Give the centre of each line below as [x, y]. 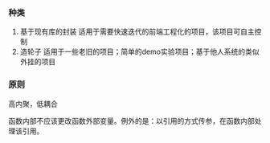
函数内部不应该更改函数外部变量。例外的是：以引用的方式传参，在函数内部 [131, 121]
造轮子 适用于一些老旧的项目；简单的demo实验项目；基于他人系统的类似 [139, 52]
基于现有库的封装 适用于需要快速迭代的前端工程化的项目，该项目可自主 [137, 32]
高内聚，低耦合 [33, 104]
